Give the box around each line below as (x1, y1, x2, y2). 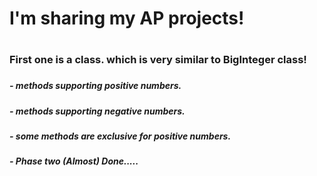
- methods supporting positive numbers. (9, 80, 182, 92)
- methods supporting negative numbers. (9, 105, 186, 117)
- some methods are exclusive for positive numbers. (9, 130, 232, 142)
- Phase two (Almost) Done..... (9, 155, 139, 167)
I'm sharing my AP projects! (9, 7, 245, 30)
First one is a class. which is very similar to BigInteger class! (9, 53, 307, 67)
